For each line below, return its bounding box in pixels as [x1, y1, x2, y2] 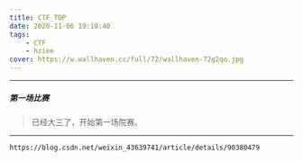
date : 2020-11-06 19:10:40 [9, 22, 111, 31]
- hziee [25, 47, 54, 56]
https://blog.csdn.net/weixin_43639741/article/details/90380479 [9, 143, 260, 152]
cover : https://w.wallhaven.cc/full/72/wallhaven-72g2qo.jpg [9, 55, 244, 64]
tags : [9, 30, 30, 39]
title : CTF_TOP [9, 13, 67, 22]
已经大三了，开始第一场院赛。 [31, 116, 142, 127]
